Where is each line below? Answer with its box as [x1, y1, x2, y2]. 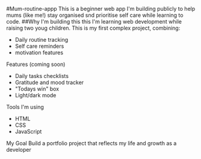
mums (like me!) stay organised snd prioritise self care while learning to [6, 11, 184, 19]
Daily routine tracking [14, 36, 69, 43]
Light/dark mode [14, 92, 57, 99]
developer [6, 146, 32, 153]
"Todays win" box [14, 85, 59, 92]
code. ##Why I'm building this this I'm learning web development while [6, 18, 182, 25]
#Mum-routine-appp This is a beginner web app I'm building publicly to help [6, 5, 196, 12]
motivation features [14, 49, 64, 56]
